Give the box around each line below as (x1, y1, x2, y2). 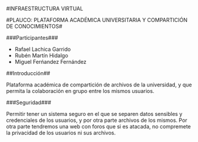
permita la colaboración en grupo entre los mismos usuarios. (6, 88, 155, 94)
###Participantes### (6, 34, 58, 41)
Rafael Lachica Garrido (14, 46, 71, 53)
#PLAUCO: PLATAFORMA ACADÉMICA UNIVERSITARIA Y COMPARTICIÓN (6, 17, 188, 23)
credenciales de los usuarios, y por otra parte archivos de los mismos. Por (6, 117, 188, 124)
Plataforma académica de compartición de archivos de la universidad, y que (6, 81, 192, 88)
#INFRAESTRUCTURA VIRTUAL (6, 5, 84, 12)
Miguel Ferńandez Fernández (14, 59, 87, 65)
